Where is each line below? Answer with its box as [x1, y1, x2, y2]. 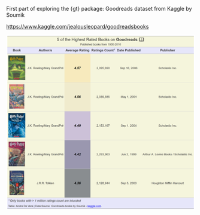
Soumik [6, 11, 25, 19]
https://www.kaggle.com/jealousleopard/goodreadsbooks [6, 23, 149, 30]
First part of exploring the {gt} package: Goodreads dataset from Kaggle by [6, 5, 192, 12]
